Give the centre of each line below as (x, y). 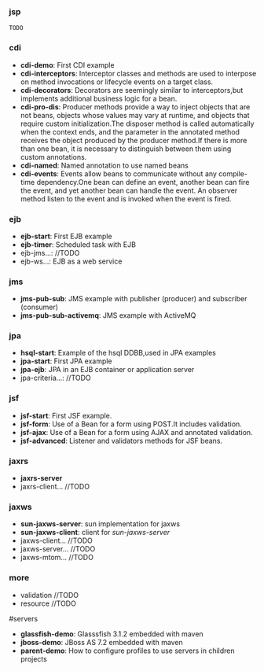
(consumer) (39, 307)
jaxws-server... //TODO (58, 549)
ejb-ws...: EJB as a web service (71, 261)
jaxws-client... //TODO (57, 540)
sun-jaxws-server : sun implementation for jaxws (100, 524)
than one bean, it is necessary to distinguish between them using (126, 149)
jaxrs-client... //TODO (55, 487)
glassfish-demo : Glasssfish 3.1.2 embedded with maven (112, 634)
